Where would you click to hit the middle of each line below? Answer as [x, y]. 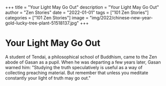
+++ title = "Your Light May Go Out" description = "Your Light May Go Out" [82, 7]
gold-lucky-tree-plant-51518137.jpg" [42, 23]
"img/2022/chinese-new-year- [121, 18]
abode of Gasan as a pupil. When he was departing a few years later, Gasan [83, 62]
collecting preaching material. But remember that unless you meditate [77, 73]
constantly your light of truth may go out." [48, 78]
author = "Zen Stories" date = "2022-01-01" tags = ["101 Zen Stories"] [77, 12]
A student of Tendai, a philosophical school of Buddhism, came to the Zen [81, 57]
